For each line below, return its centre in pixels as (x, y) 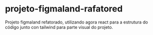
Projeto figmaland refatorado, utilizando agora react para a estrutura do (76, 22)
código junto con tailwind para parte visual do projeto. (59, 27)
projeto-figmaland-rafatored (64, 9)
